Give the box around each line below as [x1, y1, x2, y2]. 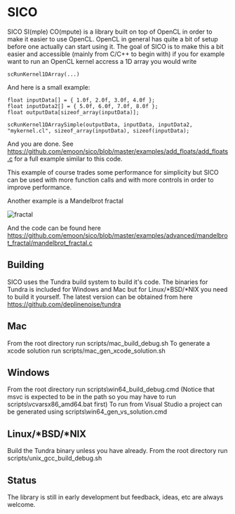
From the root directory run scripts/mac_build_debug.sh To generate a [7, 339, 210, 347]
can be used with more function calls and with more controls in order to [7, 175, 214, 184]
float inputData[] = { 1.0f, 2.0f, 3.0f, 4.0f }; [7, 96, 156, 104]
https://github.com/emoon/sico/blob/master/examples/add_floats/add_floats [7, 147, 229, 155]
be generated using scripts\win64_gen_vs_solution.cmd [7, 407, 168, 416]
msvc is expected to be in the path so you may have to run [7, 393, 177, 401]
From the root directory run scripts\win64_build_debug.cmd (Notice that [7, 385, 215, 393]
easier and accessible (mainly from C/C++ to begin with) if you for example [7, 50, 225, 58]
